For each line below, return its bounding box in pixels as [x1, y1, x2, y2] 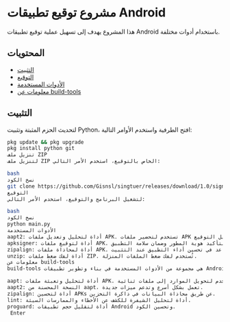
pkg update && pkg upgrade [7, 138, 84, 145]
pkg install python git [7, 145, 75, 152]
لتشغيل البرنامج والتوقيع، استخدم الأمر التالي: [7, 195, 146, 203]
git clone [7, 183, 36, 190]
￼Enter [7, 310, 26, 317]
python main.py [7, 221, 51, 227]
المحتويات [7, 47, 45, 59]
